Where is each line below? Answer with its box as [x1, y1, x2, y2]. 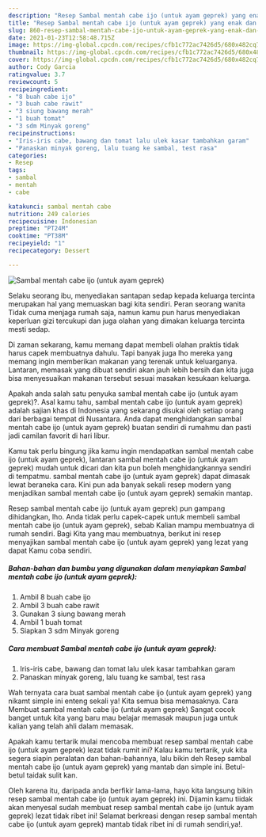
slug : [8, 26, 26, 34]
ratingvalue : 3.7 [8, 70, 66, 78]
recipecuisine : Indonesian [8, 217, 97, 226]
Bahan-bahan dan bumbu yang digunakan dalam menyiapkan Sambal [8, 564, 246, 573]
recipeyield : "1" [8, 239, 66, 248]
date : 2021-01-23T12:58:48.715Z [8, 33, 115, 42]
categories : [8, 151, 47, 159]
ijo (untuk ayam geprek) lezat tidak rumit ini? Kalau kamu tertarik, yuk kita [8, 745, 248, 755]
